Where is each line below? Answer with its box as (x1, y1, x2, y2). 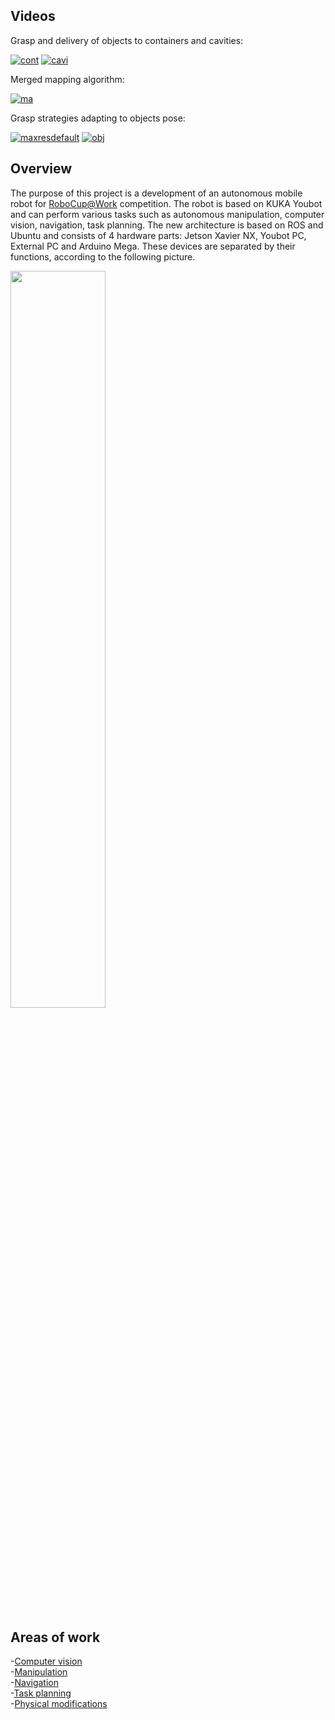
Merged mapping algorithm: (10, 73, 125, 85)
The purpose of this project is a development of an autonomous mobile (10, 187, 303, 199)
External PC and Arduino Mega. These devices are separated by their (10, 240, 296, 252)
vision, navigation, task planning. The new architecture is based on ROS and (10, 219, 324, 231)
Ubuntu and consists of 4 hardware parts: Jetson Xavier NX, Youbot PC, (10, 229, 307, 241)
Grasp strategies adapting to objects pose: (10, 112, 186, 124)
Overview (10, 160, 73, 178)
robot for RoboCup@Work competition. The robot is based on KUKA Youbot (10, 197, 323, 209)
